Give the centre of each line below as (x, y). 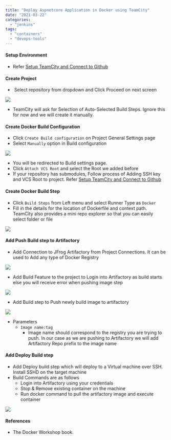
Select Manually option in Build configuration (59, 143)
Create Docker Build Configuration (43, 126)
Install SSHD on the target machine (50, 372)
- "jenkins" (23, 24)
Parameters (25, 321)
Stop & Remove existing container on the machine (73, 389)
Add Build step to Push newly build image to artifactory (71, 302)
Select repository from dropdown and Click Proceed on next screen (85, 90)
